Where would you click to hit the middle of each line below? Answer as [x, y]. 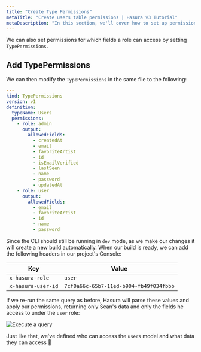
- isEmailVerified [56, 163]
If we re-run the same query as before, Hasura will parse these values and [98, 300]
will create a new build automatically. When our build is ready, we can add [97, 247]
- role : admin [34, 124]
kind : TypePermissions [34, 96]
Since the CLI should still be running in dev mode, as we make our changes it [100, 241]
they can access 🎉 [29, 342]
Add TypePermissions [48, 65]
